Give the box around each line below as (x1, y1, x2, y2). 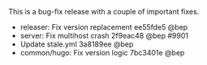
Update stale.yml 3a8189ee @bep (19, 39, 134, 49)
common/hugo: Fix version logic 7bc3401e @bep (19, 48, 185, 57)
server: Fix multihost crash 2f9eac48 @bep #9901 (19, 31, 189, 40)
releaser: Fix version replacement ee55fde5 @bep (19, 22, 188, 31)
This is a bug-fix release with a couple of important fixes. (8, 7, 200, 16)
